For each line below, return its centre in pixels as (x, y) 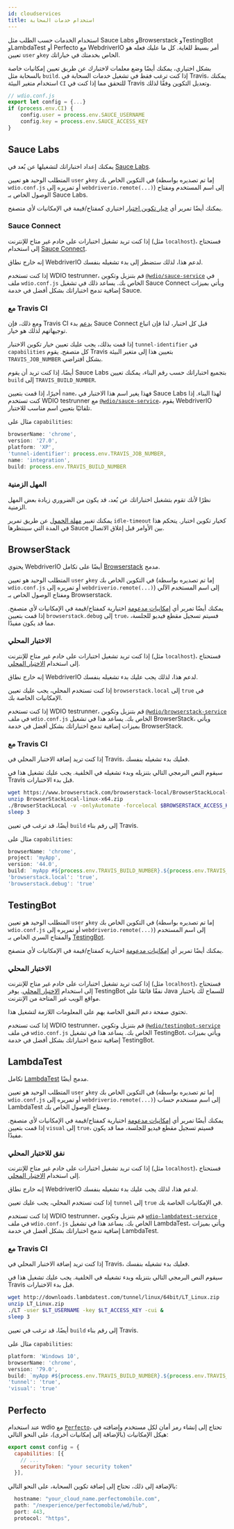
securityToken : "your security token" (76, 1466)
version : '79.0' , (33, 1369)
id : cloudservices (34, 14)
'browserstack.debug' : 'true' (52, 883)
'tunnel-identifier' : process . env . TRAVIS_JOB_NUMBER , (87, 453)
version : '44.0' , (33, 865)
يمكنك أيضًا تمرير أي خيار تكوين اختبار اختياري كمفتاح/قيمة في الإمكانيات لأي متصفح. (115, 208)
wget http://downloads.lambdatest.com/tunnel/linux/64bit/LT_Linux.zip (114, 1298)
